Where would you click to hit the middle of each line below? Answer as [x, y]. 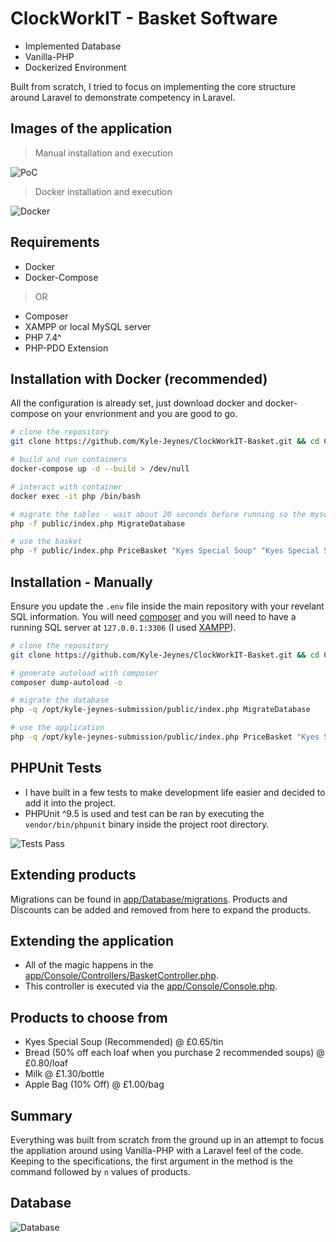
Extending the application [92, 940]
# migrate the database [60, 700]
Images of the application [91, 128]
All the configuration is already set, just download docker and [136, 403]
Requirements [55, 242]
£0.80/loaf [46, 1063]
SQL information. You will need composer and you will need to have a [153, 616]
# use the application [57, 728]
